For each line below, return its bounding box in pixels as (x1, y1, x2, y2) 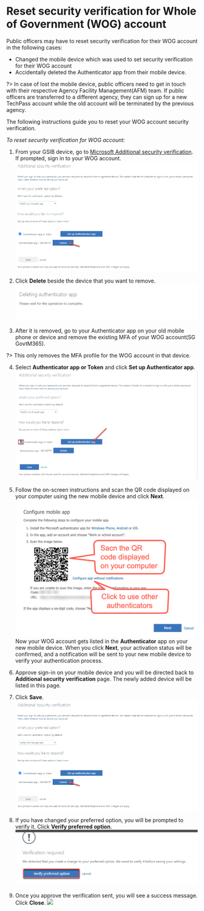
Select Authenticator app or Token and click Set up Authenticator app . (15, 364, 195, 371)
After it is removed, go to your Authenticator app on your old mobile (15, 327, 185, 334)
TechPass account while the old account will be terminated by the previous (6, 99, 194, 107)
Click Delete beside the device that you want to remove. (15, 277, 156, 284)
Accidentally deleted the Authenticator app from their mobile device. (15, 68, 187, 76)
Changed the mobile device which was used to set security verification (15, 55, 193, 63)
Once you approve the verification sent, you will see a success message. (15, 892, 198, 899)
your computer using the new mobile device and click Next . (15, 493, 165, 500)
